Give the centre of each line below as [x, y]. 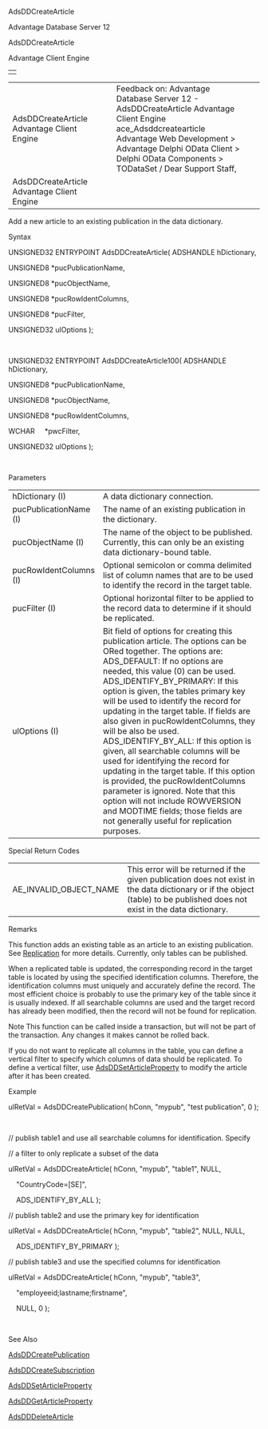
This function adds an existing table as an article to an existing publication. [131, 945]
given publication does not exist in [191, 880]
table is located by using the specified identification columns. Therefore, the [134, 977]
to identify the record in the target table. [177, 585]
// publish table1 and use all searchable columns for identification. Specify [130, 1138]
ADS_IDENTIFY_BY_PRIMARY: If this [171, 681]
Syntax [20, 237]
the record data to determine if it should [177, 608]
